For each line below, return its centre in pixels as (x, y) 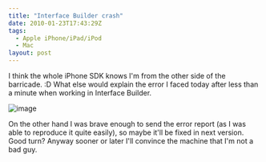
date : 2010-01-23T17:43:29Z (55, 23)
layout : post (30, 53)
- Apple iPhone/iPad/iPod (59, 38)
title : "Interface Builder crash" (66, 16)
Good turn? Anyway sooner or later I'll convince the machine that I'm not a (131, 141)
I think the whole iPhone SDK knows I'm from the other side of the (117, 76)
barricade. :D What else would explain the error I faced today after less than (133, 84)
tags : (17, 30)
